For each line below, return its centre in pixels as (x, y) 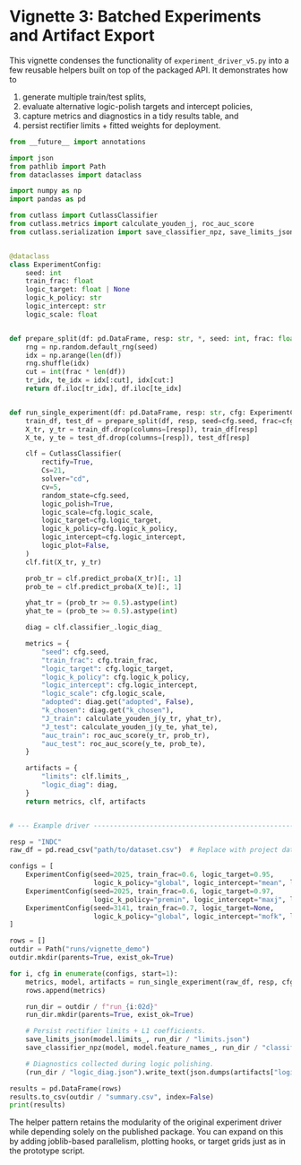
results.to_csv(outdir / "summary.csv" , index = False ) (112, 1097)
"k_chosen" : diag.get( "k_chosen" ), (108, 710)
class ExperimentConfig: (56, 265)
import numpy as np (46, 191)
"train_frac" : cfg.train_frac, (100, 660)
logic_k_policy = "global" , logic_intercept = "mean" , (190, 883)
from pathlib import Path (57, 166)
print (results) (38, 1105)
